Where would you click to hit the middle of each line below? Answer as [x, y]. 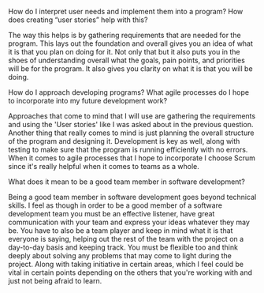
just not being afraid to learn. [55, 281]
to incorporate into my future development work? [88, 101]
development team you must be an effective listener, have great [112, 214]
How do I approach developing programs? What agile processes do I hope [129, 92]
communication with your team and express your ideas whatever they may [129, 222]
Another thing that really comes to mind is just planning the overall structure [131, 133]
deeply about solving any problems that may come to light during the [120, 255]
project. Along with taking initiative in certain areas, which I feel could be [126, 264]
